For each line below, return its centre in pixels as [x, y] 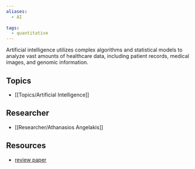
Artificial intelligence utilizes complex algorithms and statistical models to [94, 50]
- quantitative [30, 33]
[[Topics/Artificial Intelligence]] [52, 95]
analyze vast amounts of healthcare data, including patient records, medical [97, 56]
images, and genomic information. [47, 63]
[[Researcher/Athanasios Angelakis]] [59, 127]
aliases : [17, 11]
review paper [30, 160]
